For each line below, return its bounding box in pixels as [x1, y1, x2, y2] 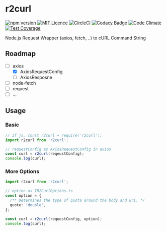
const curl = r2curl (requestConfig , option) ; [5, 216, 102, 221]
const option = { [5, 193, 42, 198]
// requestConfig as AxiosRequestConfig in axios [5, 147, 112, 152]
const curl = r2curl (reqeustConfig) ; [5, 151, 85, 156]
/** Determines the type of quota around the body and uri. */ [10, 198, 145, 203]
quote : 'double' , [10, 202, 46, 207]
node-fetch [12, 80, 36, 86]
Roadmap [5, 49, 36, 58]
